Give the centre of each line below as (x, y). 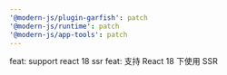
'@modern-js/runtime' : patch (64, 26)
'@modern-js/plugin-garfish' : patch (79, 18)
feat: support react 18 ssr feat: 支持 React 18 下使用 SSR (113, 61)
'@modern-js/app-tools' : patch (69, 34)
